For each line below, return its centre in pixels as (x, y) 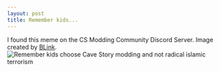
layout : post (26, 13)
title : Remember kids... (43, 20)
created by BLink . (32, 47)
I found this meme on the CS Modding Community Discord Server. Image (110, 39)
